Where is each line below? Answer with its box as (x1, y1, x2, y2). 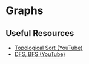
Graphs (5, 4, 44, 18)
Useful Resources (5, 28, 74, 38)
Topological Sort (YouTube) (14, 44, 83, 51)
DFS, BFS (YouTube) (14, 51, 65, 58)
